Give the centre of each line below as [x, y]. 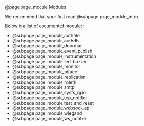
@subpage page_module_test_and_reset [53, 103]
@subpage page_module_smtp [43, 87]
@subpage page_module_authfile [46, 35]
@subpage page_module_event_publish [52, 51]
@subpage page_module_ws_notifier [49, 118]
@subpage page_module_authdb [45, 41]
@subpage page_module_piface [44, 72]
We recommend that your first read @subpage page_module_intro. [72, 16]
